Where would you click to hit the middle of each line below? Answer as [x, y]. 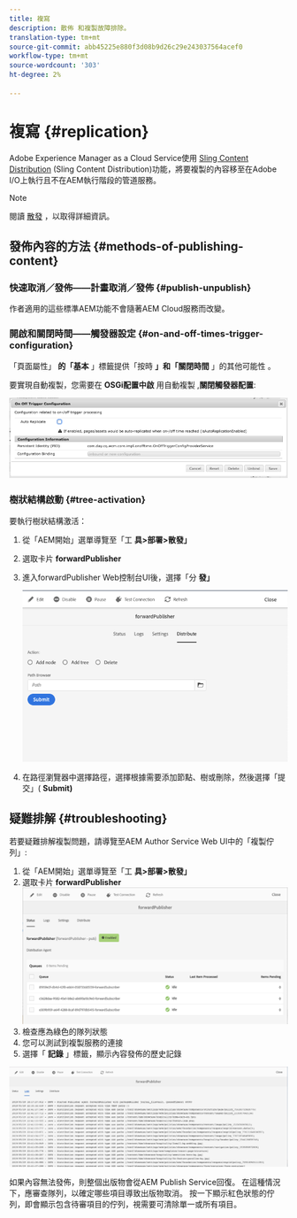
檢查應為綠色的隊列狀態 [65, 1031]
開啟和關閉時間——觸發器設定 [73, 334]
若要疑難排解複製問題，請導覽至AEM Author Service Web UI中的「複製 [138, 842]
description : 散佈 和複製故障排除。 [70, 28]
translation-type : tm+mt [55, 37]
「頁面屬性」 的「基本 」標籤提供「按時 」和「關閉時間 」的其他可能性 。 [142, 366]
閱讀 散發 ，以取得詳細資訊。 [62, 216]
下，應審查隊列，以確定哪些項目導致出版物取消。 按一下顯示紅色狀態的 [138, 1193]
